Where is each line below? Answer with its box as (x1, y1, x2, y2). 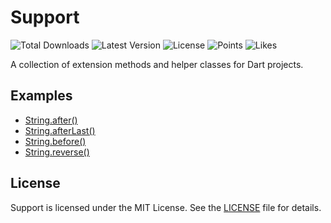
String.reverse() (24, 146, 90, 158)
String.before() (24, 135, 87, 147)
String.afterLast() (24, 124, 96, 136)
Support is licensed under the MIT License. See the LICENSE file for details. (10, 201, 322, 213)
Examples (10, 87, 73, 105)
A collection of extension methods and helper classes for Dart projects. (10, 58, 304, 70)
